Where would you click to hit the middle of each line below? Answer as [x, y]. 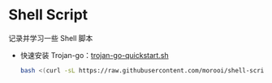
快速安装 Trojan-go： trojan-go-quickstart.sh [94, 55]
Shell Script [48, 15]
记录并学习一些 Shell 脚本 [51, 38]
